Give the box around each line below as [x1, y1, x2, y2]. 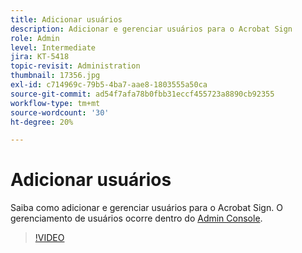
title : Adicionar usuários [10, 14, 123, 25]
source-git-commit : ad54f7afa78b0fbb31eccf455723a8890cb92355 [10, 89, 275, 99]
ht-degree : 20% [10, 117, 74, 127]
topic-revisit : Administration [10, 61, 141, 71]
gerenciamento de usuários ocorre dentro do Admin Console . [10, 212, 263, 225]
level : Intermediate [10, 42, 97, 53]
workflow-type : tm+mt [10, 98, 101, 108]
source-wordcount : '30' [10, 107, 110, 118]
